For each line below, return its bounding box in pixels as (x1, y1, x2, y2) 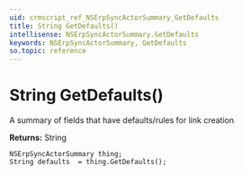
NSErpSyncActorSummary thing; (9, 150, 123, 159)
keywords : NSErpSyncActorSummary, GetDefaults (9, 38, 187, 48)
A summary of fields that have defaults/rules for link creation (9, 115, 234, 126)
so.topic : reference (9, 47, 87, 56)
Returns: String (9, 132, 67, 144)
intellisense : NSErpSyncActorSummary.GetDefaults (9, 30, 200, 39)
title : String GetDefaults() (9, 22, 119, 31)
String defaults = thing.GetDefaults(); (9, 158, 167, 167)
